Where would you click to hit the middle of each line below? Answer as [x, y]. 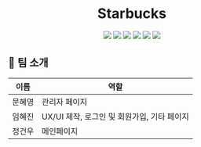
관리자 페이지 [65, 102]
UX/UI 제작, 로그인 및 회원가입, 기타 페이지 [116, 117]
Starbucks [132, 14]
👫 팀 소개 [28, 63]
